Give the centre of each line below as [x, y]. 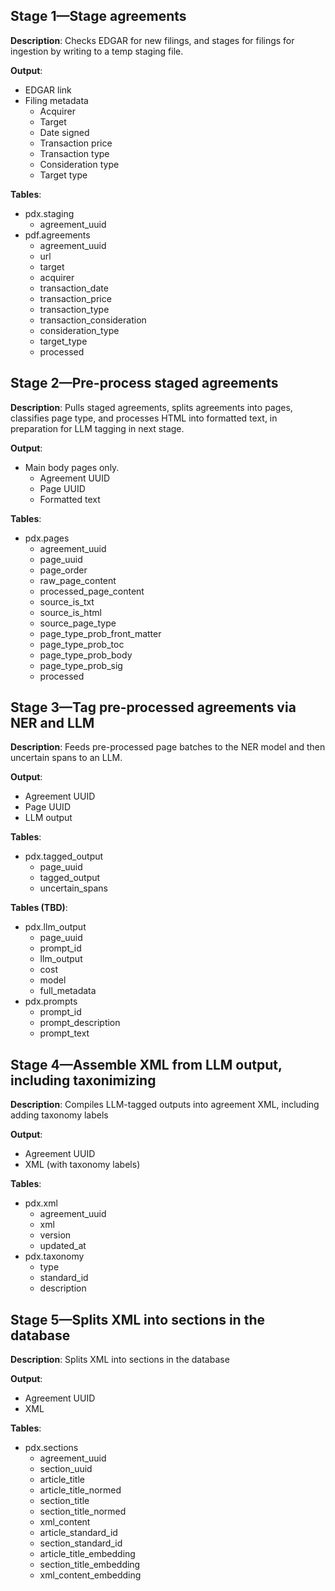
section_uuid [66, 1469]
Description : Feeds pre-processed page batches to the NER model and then [168, 747]
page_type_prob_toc [82, 644]
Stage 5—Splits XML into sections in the [137, 1319]
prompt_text [64, 1033]
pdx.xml [41, 1203]
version [55, 1235]
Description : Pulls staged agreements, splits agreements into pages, [151, 407]
